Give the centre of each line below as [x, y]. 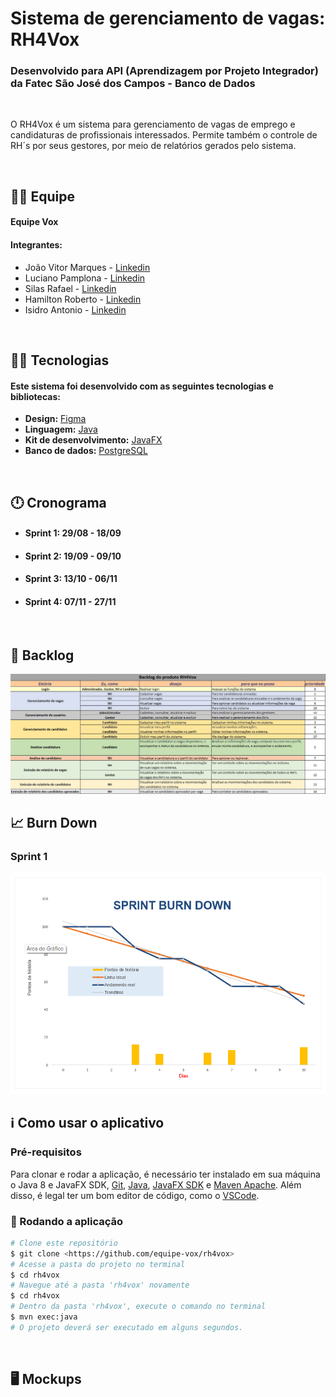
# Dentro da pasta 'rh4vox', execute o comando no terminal [138, 1307]
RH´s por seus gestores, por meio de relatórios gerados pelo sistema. [153, 146]
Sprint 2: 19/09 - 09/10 [73, 556]
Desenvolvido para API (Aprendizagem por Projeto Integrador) [164, 71]
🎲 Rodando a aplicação [67, 1221]
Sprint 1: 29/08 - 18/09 [73, 533]
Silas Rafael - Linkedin [70, 288]
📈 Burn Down [54, 823]
